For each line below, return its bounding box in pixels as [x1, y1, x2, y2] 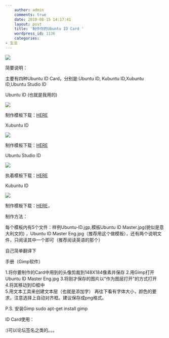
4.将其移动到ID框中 [5, 282, 45, 288]
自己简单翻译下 [5, 248, 36, 254]
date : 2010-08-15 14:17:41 [14, 17, 71, 22]
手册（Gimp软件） [5, 258, 43, 264]
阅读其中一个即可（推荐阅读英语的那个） [18, 237, 103, 243]
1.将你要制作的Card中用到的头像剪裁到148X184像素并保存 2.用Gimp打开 [5, 269, 154, 275]
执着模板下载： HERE [5, 172, 48, 178]
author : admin [14, 7, 44, 13]
